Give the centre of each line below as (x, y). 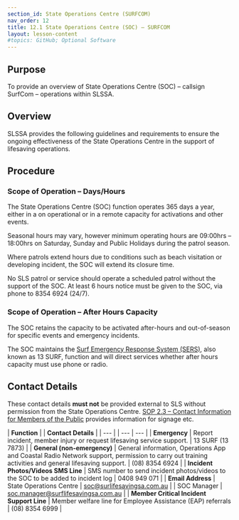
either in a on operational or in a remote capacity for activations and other (116, 214)
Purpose (27, 69)
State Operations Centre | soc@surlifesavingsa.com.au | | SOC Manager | (115, 486)
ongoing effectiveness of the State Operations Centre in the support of (111, 141)
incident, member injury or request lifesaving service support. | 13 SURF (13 (118, 440)
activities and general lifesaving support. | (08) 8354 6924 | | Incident (110, 463)
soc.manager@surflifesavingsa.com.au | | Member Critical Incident (107, 493)
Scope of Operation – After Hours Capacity (83, 312)
